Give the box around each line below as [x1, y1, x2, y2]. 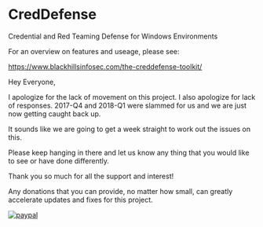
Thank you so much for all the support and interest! [8, 171, 174, 181]
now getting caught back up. [8, 108, 101, 119]
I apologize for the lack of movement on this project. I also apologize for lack [8, 92, 256, 101]
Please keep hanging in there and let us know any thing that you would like [8, 148, 250, 157]
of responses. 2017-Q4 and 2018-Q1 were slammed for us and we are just [8, 101, 247, 110]
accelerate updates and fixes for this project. [8, 195, 153, 204]
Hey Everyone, [8, 77, 57, 86]
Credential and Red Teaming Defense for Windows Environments [8, 31, 218, 41]
